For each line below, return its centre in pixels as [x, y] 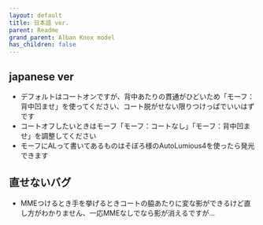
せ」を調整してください [58, 135]
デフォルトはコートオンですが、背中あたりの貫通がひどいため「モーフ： [137, 96]
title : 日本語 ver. [39, 23]
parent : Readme [34, 30]
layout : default [35, 15]
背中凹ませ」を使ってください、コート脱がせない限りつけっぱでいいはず [137, 106]
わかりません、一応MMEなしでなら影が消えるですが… [128, 212]
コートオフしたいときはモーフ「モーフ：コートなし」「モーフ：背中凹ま [135, 126]
